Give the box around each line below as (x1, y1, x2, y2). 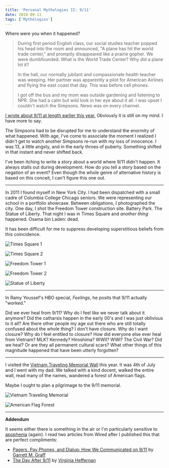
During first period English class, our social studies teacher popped (17, 40, 157, 46)
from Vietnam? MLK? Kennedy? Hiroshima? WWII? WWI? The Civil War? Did (5, 336, 162, 343)
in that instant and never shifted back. (5, 149, 84, 155)
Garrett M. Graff (12, 452, 46, 458)
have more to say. (5, 118, 42, 124)
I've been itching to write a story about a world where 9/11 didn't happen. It (5, 159, 160, 165)
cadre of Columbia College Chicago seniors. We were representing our (5, 195, 152, 201)
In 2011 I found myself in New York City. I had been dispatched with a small (5, 190, 160, 196)
